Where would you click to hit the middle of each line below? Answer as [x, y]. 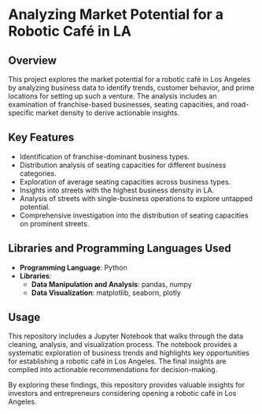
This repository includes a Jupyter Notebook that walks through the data [126, 336]
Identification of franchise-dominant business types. [105, 156]
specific [21, 113]
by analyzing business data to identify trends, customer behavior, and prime [131, 88]
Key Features [41, 138]
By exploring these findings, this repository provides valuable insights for [127, 385]
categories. [38, 173]
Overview [33, 60]
